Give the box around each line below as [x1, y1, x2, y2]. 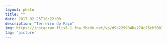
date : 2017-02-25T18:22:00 [5, 16, 61, 21]
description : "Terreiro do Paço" [5, 21, 75, 26]
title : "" [5, 12, 26, 17]
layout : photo [5, 7, 35, 12]
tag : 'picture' [5, 30, 37, 35]
